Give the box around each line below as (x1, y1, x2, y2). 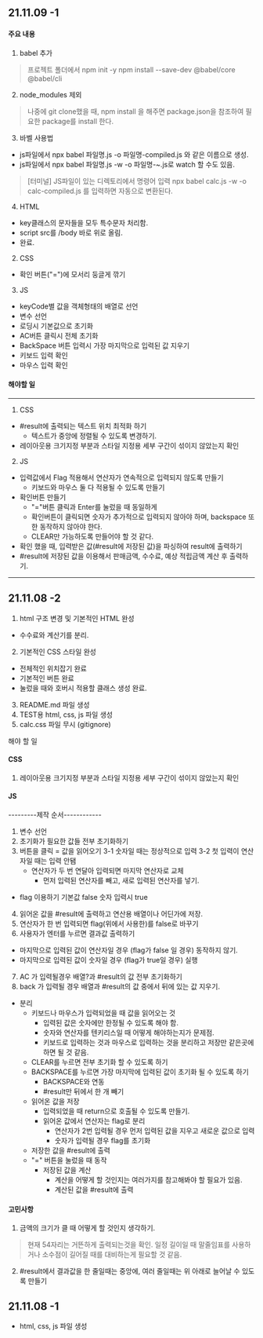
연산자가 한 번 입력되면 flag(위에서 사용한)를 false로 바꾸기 (19, 919, 199, 929)
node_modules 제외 (19, 90, 82, 99)
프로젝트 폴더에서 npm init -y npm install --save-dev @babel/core (27, 64, 236, 74)
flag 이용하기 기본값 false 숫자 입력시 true (19, 893, 149, 902)
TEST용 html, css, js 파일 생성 (19, 710, 113, 719)
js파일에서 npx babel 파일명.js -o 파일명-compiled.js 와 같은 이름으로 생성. (19, 149, 249, 159)
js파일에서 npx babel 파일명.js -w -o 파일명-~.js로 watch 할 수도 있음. (19, 159, 236, 169)
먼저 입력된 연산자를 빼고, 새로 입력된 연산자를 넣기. (42, 876, 200, 886)
